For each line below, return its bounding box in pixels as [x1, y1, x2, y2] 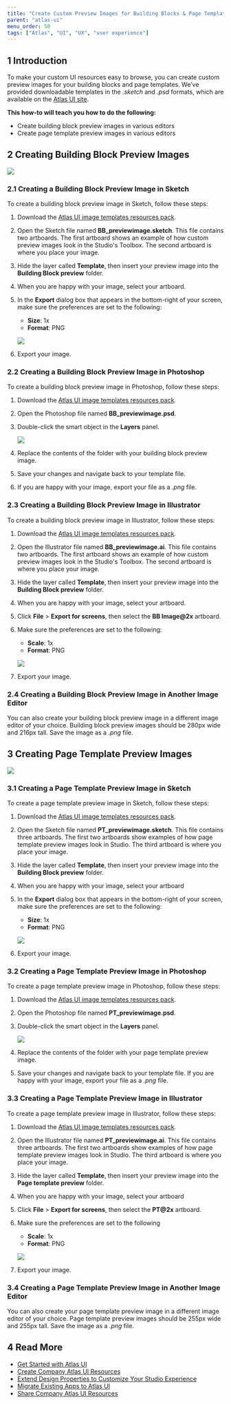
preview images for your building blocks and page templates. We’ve [7, 81, 199, 89]
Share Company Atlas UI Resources [16, 1389, 118, 1397]
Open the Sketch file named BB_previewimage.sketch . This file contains [16, 227, 224, 235]
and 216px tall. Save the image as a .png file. [7, 728, 133, 737]
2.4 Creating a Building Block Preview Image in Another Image [7, 690, 219, 699]
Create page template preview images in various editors [16, 129, 176, 138]
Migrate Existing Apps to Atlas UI [16, 1382, 111, 1390]
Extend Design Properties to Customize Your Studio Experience [16, 1374, 197, 1383]
